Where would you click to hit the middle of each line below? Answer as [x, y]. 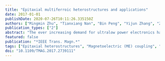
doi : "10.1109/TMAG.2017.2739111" [41, 51]
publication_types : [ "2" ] [31, 28]
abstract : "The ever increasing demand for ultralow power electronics [80, 32]
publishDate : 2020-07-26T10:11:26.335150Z [49, 19]
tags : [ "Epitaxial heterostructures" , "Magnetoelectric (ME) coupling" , [81, 46]
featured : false [22, 37]
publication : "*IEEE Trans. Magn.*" [42, 42]
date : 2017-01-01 [23, 14]
